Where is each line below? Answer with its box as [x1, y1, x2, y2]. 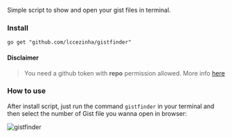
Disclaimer [7, 53, 39, 62]
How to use [7, 86, 46, 96]
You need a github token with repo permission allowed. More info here [24, 69, 225, 77]
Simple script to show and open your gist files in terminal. [7, 6, 171, 14]
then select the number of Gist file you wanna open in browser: [7, 109, 187, 117]
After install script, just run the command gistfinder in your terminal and [7, 102, 215, 110]
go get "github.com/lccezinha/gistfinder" [7, 39, 132, 46]
